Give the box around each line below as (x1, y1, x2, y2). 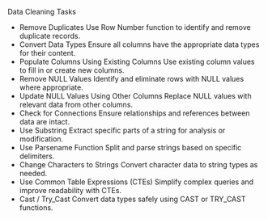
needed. (19, 169, 48, 178)
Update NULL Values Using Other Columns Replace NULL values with (19, 91, 252, 100)
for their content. (19, 48, 76, 57)
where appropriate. (19, 82, 84, 92)
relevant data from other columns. (19, 100, 134, 109)
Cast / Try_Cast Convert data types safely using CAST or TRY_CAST (19, 194, 246, 204)
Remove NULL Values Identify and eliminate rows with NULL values (19, 74, 245, 83)
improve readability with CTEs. (19, 186, 122, 195)
